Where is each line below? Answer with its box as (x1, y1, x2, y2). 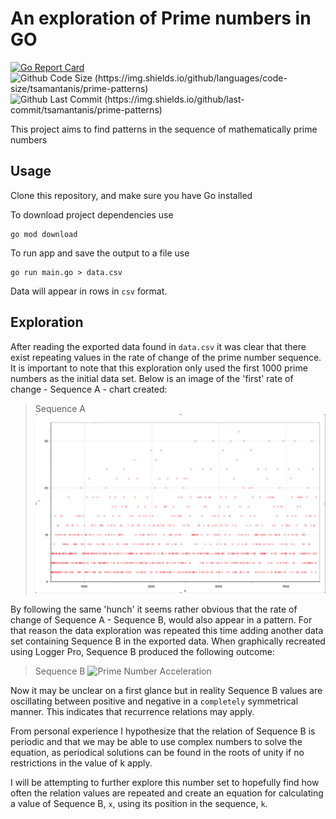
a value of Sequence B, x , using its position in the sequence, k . (10, 797, 268, 809)
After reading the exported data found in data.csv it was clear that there (10, 340, 307, 352)
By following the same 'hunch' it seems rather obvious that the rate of (10, 603, 298, 615)
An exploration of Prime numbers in (10, 7, 312, 30)
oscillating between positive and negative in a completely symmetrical (10, 695, 299, 707)
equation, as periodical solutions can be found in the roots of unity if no (10, 746, 305, 758)
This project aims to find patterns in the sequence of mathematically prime (10, 123, 318, 135)
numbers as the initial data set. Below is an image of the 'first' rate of (10, 372, 294, 384)
